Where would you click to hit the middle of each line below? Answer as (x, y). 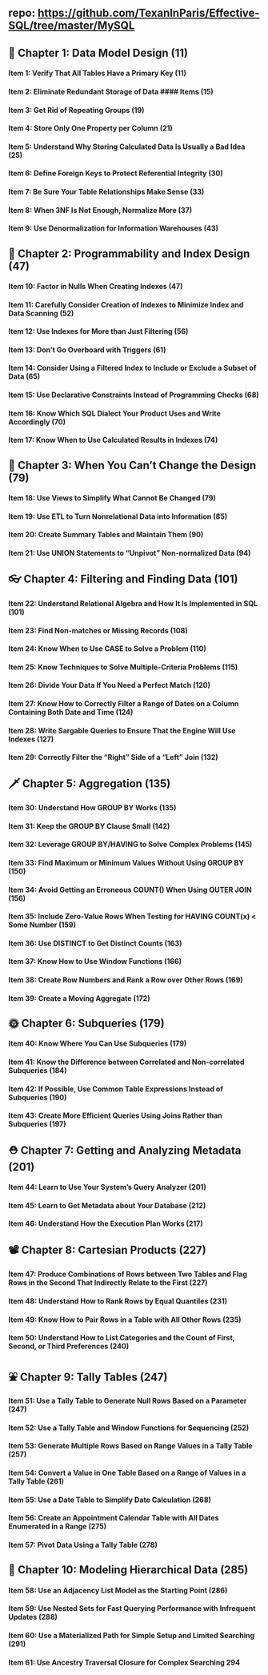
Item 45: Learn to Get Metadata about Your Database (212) (107, 1205)
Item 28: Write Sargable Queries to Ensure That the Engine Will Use (122, 730)
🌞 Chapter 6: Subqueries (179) (87, 1023)
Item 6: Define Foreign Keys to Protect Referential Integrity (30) (116, 173)
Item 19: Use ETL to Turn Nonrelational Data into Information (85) (118, 516)
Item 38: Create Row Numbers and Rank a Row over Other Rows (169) (126, 979)
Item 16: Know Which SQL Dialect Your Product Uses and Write (115, 413)
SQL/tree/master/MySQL (72, 26)
